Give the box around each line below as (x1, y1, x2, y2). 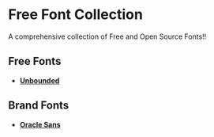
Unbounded (19, 75, 60, 85)
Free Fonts (8, 55, 62, 68)
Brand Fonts (8, 99, 69, 112)
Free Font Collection (8, 6, 144, 24)
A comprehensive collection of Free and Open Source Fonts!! (8, 32, 207, 41)
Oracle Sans (19, 120, 61, 129)
